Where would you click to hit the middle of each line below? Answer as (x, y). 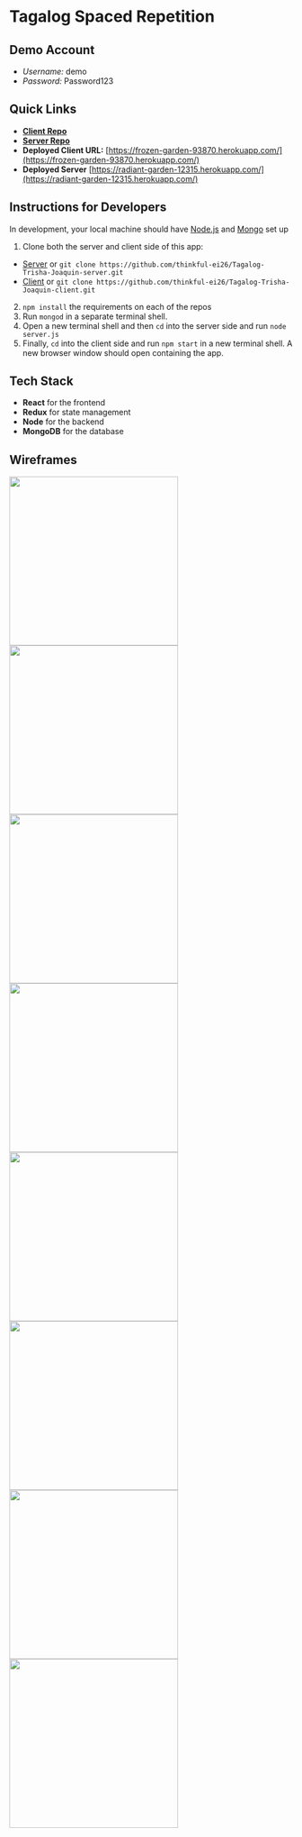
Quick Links (43, 109)
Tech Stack (41, 382)
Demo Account (52, 50)
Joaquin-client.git (59, 290)
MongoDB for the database (73, 432)
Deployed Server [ (57, 169)
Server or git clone (59, 264)
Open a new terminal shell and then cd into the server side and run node (154, 325)
